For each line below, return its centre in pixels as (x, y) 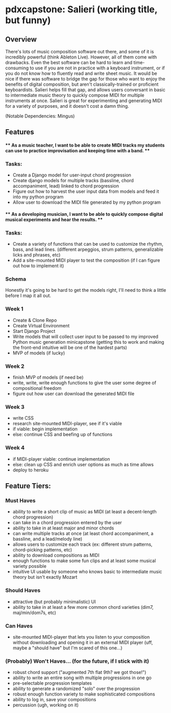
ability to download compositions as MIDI (56, 556)
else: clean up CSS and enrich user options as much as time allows (83, 464)
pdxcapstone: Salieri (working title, (81, 9)
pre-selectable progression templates (52, 683)
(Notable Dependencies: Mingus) (40, 116)
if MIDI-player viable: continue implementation (61, 459)
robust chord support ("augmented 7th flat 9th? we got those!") (79, 672)
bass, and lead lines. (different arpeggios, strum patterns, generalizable (88, 249)
